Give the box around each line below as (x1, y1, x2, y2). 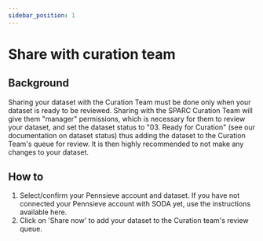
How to (8, 170, 44, 184)
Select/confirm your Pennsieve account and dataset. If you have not (19, 191, 240, 200)
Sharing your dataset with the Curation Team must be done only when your (8, 97, 251, 107)
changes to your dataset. (8, 147, 89, 157)
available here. (19, 207, 68, 217)
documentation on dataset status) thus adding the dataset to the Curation (8, 130, 246, 140)
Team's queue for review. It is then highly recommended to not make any (8, 139, 244, 148)
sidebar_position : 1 (8, 11, 76, 20)
